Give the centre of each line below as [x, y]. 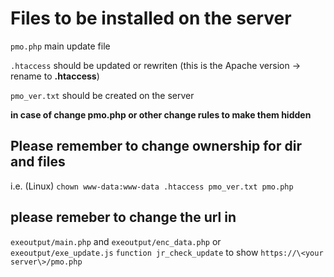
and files [38, 162]
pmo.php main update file [60, 46]
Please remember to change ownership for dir [156, 146]
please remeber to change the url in [123, 217]
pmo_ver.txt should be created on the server [102, 95]
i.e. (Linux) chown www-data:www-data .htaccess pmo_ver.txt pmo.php [152, 186]
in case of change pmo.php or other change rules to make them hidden [161, 114]
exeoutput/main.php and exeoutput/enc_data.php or [116, 241]
